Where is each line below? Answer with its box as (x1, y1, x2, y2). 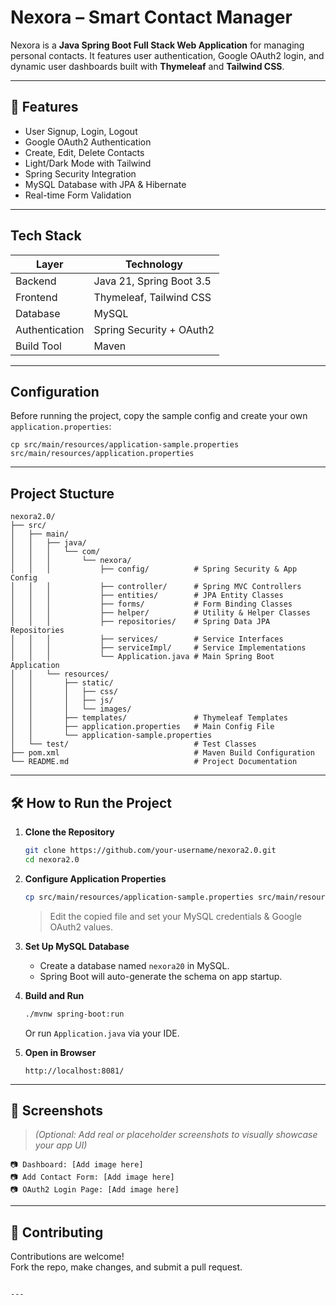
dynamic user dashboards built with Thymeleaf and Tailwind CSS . (10, 60, 285, 72)
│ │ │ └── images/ (10, 704, 132, 715)
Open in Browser (24, 1046, 97, 1058)
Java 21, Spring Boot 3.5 (93, 274, 212, 288)
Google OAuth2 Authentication (24, 136, 152, 148)
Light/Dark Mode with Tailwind (24, 157, 152, 169)
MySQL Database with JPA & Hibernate (24, 178, 187, 190)
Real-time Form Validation (24, 189, 132, 201)
